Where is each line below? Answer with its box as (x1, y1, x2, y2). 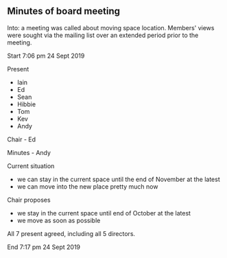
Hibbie (16, 99, 36, 108)
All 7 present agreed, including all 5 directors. (7, 229, 136, 237)
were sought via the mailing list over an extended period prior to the (7, 31, 199, 39)
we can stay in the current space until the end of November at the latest (16, 175, 221, 183)
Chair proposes (7, 196, 51, 204)
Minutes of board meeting (7, 5, 121, 17)
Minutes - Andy (7, 148, 51, 156)
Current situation (7, 161, 55, 170)
